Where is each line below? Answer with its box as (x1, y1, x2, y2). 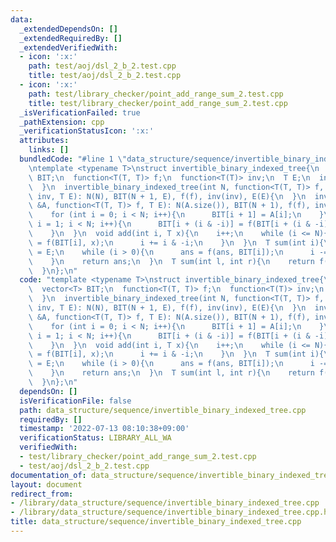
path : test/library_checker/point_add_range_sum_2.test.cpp (28, 89, 284, 99)
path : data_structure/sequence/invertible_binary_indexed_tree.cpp (19, 405, 307, 415)
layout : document (10, 479, 83, 490)
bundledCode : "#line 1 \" (19, 154, 128, 164)
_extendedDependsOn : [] (19, 24, 118, 34)
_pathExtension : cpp (19, 117, 105, 127)
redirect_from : (10, 489, 74, 499)
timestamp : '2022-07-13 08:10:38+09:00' (19, 424, 190, 434)
